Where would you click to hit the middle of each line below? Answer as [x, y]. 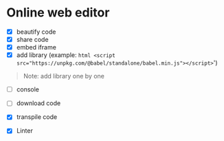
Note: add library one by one [64, 76]
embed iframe [36, 47]
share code [32, 40]
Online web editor [58, 13]
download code [38, 103]
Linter [25, 131]
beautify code [36, 32]
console [27, 89]
